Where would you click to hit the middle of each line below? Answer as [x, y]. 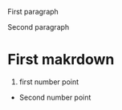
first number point [49, 81]
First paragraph [33, 12]
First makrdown [61, 60]
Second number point [55, 97]
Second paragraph [39, 27]
